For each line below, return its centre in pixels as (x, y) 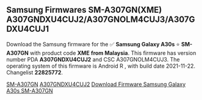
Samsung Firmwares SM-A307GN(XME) (84, 10)
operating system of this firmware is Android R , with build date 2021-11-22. (101, 66)
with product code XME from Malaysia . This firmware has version (113, 53)
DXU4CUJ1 (28, 29)
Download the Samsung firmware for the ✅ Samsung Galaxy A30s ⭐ (93, 44)
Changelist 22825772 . (34, 72)
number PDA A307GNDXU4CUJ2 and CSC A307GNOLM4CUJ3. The (93, 59)
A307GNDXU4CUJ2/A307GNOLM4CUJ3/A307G (101, 20)
